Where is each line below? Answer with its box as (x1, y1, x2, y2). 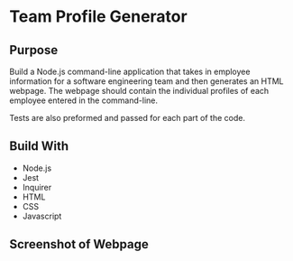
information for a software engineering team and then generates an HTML (9, 76, 284, 87)
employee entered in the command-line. (9, 95, 158, 106)
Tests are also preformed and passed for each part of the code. (9, 113, 246, 123)
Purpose (9, 42, 59, 58)
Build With (9, 138, 69, 154)
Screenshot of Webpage (9, 237, 149, 252)
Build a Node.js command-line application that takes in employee (9, 66, 251, 77)
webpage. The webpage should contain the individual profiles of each (9, 86, 270, 96)
